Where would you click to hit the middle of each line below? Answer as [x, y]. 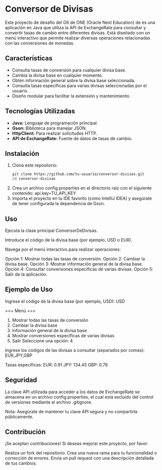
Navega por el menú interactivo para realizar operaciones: [63, 249]
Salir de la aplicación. [26, 274]
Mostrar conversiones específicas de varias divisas [63, 335]
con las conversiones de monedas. [40, 43]
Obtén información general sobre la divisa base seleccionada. [74, 80]
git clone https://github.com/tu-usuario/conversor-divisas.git [78, 174]
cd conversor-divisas [34, 179]
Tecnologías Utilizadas [40, 111]
